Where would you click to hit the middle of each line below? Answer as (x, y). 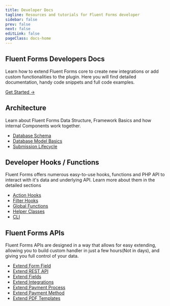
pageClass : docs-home (28, 39)
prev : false (18, 24)
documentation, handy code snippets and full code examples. (70, 82)
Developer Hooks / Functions (52, 162)
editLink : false (22, 34)
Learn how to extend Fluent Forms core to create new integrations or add (82, 71)
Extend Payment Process (39, 288)
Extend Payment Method (38, 293)
